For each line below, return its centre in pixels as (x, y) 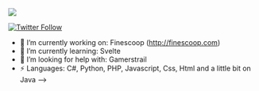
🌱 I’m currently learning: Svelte (70, 51)
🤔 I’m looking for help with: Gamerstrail (83, 59)
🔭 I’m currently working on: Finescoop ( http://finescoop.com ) (120, 42)
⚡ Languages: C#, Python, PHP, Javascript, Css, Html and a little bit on (135, 68)
